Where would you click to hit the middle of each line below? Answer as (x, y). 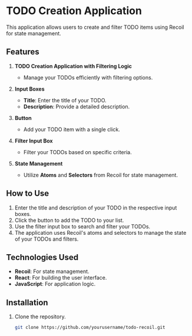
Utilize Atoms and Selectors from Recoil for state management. (101, 175)
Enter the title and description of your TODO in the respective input (96, 208)
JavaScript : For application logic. (55, 284)
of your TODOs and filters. (47, 239)
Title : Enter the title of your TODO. (65, 100)
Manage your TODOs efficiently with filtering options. (88, 77)
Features (23, 52)
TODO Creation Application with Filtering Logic (73, 66)
